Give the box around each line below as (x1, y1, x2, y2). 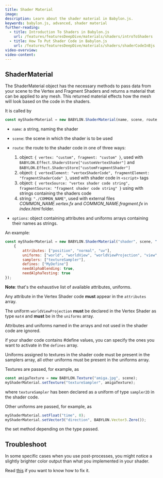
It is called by (5, 108, 32, 114)
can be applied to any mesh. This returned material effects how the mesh (5, 93, 151, 99)
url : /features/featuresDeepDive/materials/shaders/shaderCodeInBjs (14, 43, 155, 48)
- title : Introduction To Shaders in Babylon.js (9, 30, 110, 34)
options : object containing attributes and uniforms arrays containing (12, 215, 148, 221)
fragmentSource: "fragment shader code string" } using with (19, 185, 144, 191)
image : (5, 12, 18, 16)
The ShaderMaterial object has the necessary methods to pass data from (5, 83, 151, 89)
